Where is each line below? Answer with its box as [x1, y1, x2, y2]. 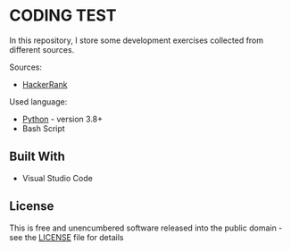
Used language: [9, 96, 68, 107]
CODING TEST [9, 5, 117, 26]
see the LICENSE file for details [9, 231, 124, 242]
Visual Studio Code [21, 172, 94, 183]
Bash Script [21, 122, 65, 134]
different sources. [9, 44, 75, 54]
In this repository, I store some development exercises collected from [9, 35, 264, 46]
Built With [9, 149, 65, 164]
